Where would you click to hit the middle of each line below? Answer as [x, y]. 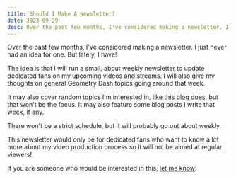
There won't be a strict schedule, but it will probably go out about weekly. [114, 126]
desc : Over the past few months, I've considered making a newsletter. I [118, 27]
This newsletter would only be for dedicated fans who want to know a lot [113, 139]
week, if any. [26, 112]
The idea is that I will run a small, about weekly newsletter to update [106, 69]
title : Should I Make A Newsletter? [61, 14]
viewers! [20, 155]
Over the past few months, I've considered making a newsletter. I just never [117, 47]
